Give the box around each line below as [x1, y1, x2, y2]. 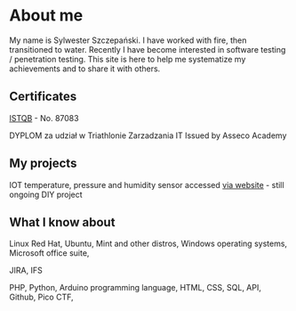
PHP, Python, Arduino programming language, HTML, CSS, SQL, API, [9, 282, 262, 293]
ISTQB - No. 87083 [9, 112, 79, 123]
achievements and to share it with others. [9, 63, 161, 74]
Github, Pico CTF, [9, 291, 74, 303]
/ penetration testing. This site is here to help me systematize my [9, 53, 246, 64]
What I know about [9, 215, 116, 230]
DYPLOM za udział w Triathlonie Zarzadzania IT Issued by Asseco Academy [9, 130, 287, 141]
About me [9, 5, 84, 26]
